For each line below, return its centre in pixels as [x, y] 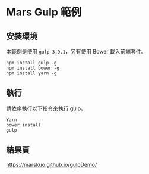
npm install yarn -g [32, 73]
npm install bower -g [33, 68]
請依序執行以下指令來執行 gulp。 [46, 108]
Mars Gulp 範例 [44, 12]
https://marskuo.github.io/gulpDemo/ [52, 164]
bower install [24, 125]
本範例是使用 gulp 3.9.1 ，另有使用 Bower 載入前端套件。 [76, 52]
